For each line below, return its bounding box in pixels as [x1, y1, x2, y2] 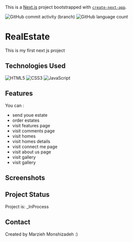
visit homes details [12, 138, 51, 144]
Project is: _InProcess [5, 203, 49, 209]
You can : [5, 102, 25, 108]
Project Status [5, 191, 50, 199]
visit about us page [12, 148, 51, 155]
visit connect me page [12, 144, 58, 149]
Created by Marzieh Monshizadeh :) [5, 231, 78, 237]
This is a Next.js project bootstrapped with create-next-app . [5, 4, 127, 10]
